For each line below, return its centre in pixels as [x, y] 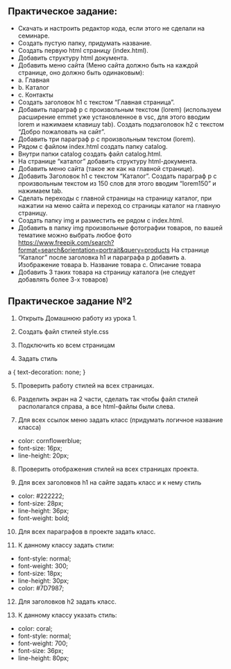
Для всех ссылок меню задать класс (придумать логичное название [120, 419]
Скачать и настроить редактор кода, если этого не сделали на [111, 28]
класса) [29, 427]
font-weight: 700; [43, 643]
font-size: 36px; [41, 650]
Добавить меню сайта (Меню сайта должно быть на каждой [108, 65]
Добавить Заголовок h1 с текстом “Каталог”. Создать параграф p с [117, 176]
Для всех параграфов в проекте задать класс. [87, 531]
